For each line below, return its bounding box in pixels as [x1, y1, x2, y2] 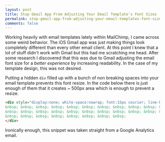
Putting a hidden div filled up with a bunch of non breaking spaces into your [5, 75, 159, 81]
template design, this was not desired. [5, 66, 82, 71]
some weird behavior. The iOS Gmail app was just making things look [5, 40, 145, 46]
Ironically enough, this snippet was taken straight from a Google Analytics [5, 127, 155, 133]
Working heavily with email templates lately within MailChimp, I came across [5, 34, 160, 40]
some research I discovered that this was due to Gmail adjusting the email [5, 55, 155, 61]
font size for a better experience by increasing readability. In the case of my [5, 60, 158, 66]
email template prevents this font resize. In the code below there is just [5, 80, 148, 86]
